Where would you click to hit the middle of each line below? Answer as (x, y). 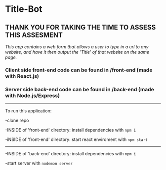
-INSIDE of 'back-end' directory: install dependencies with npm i (71, 154)
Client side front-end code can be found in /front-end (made (79, 70)
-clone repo (17, 120)
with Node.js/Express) (33, 96)
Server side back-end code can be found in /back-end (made (80, 89)
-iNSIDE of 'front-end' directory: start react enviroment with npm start (77, 139)
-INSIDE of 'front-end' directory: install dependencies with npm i (71, 130)
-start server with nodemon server (39, 163)
